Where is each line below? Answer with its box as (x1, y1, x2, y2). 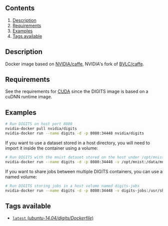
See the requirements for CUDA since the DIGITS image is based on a (5, 88, 148, 94)
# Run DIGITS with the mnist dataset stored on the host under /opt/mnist (5, 155, 164, 160)
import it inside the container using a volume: (5, 145, 98, 151)
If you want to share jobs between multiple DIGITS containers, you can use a (5, 168, 163, 174)
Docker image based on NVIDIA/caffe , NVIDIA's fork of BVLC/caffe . (5, 61, 144, 67)
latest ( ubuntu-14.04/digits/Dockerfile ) (12, 215, 94, 221)
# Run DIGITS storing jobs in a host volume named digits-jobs (5, 183, 140, 189)
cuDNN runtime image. (5, 94, 52, 100)
